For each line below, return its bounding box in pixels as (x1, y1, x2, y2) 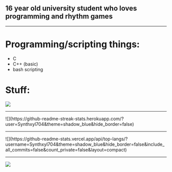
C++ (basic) (12, 61, 38, 67)
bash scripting (12, 66, 44, 72)
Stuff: (5, 84, 30, 96)
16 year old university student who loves (5, 4, 137, 13)
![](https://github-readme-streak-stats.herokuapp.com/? (5, 115, 124, 122)
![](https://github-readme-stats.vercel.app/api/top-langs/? (5, 136, 128, 142)
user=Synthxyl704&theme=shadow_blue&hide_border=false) (5, 121, 134, 127)
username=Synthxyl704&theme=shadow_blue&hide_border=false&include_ (5, 141, 165, 147)
